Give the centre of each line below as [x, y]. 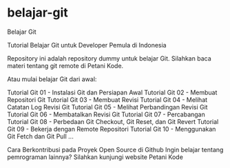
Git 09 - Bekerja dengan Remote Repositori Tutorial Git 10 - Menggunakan [112, 129]
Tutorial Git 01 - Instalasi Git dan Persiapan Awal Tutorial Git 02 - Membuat [112, 92]
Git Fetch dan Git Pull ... [40, 136]
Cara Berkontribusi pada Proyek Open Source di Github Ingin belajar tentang [115, 149]
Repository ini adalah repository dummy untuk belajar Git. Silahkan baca [109, 58]
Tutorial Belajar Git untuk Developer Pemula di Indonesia [87, 45]
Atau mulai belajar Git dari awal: [52, 79]
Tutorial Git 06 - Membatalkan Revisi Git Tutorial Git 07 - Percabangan [106, 114]
